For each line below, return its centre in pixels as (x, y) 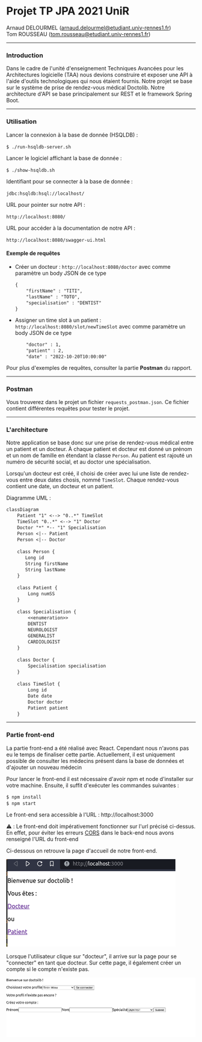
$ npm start (21, 803)
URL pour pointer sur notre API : (46, 204)
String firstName (47, 564)
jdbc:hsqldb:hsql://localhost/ (45, 194)
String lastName (45, 570)
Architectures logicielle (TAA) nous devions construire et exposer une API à (99, 75)
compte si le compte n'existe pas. (48, 969)
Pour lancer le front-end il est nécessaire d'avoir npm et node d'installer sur (100, 779)
